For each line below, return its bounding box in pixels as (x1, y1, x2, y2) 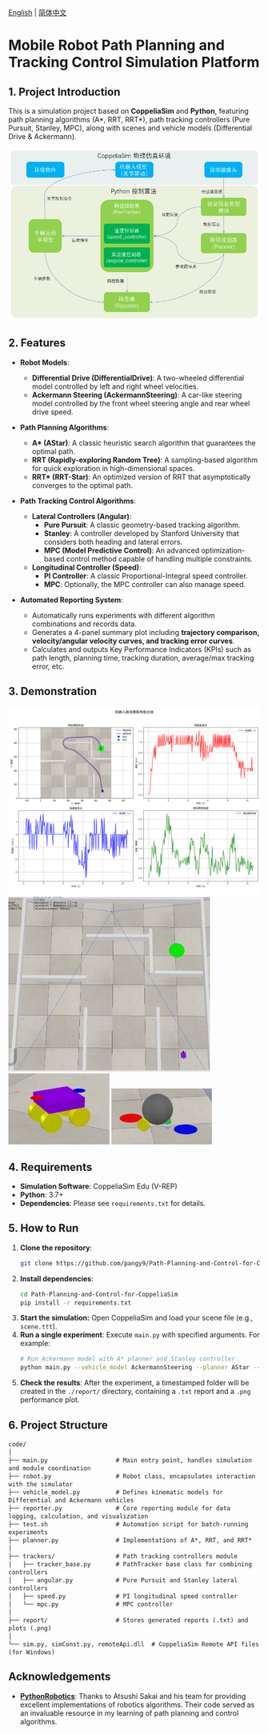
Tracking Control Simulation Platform (8, 54, 260, 71)
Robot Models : (19, 358, 70, 367)
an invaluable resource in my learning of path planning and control (19, 1708, 239, 1718)
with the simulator (8, 1480, 74, 1488)
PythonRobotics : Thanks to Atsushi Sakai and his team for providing (19, 1691, 246, 1700)
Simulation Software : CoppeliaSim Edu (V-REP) (19, 1181, 178, 1191)
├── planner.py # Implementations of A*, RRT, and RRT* (8, 1536, 252, 1544)
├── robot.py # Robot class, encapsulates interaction (8, 1472, 256, 1480)
